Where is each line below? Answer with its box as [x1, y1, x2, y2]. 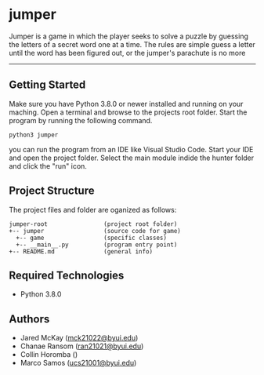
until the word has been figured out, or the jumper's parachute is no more [9, 48, 246, 57]
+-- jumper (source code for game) [9, 227, 181, 235]
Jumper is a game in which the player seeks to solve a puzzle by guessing [9, 31, 249, 41]
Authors [9, 312, 50, 326]
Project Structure [9, 184, 95, 198]
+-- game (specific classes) [16, 234, 168, 242]
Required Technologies [9, 268, 125, 282]
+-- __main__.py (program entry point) [16, 241, 178, 249]
